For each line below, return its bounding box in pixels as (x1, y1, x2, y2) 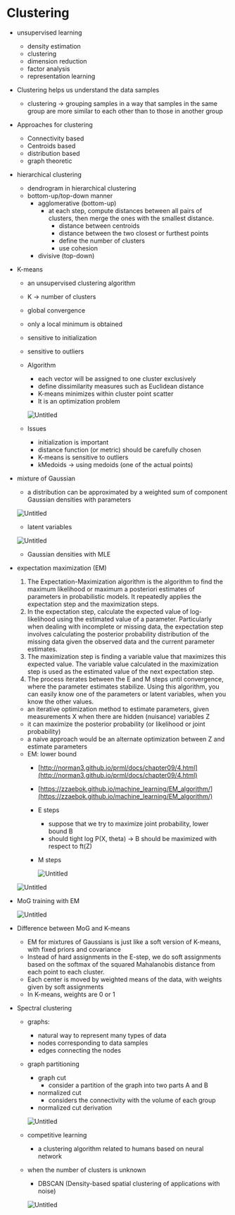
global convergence (27, 306, 86, 315)
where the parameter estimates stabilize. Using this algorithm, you (27, 682, 220, 691)
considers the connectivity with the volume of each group (48, 1096, 216, 1104)
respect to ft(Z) (48, 842, 93, 850)
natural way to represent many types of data (37, 1031, 167, 1039)
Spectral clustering (16, 1003, 72, 1012)
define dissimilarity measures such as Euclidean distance (37, 382, 204, 390)
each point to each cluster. (27, 967, 105, 976)
